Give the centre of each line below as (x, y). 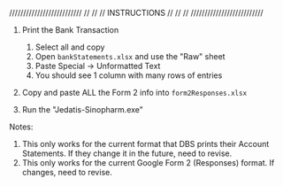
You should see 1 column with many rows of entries (129, 75)
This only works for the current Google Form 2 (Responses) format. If (148, 163)
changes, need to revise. (67, 172)
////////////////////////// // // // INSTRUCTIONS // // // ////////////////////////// (136, 13)
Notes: (21, 127)
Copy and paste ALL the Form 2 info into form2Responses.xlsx (134, 93)
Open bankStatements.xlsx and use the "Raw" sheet (130, 56)
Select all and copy (70, 47)
